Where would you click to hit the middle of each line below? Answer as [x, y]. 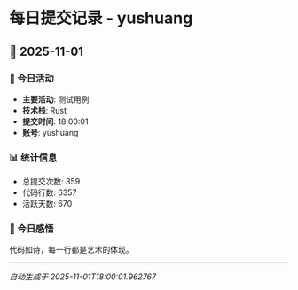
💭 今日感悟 [32, 229]
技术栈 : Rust [44, 110]
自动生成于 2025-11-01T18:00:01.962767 [83, 277]
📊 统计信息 [33, 158]
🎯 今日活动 [32, 78]
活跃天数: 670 [47, 204]
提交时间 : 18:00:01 [55, 121]
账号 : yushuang [50, 132]
